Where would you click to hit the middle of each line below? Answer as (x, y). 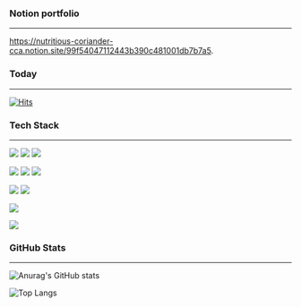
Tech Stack (34, 125)
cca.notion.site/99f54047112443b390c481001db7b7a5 (111, 51)
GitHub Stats (38, 247)
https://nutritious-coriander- (61, 41)
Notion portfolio (44, 13)
